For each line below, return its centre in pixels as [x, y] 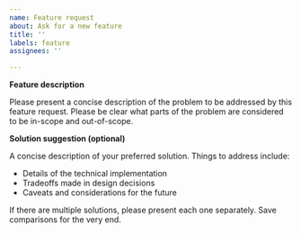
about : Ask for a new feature [66, 26]
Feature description [47, 85]
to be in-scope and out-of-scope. [71, 121]
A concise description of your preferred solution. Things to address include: [150, 156]
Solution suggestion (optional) [67, 139]
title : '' [28, 34]
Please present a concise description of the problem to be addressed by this [151, 102]
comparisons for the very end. [65, 220]
